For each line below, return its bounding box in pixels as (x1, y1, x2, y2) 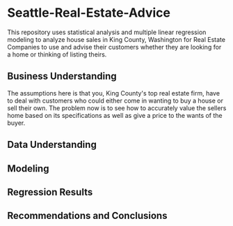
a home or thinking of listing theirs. (7, 50, 107, 59)
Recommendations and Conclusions (7, 210, 168, 222)
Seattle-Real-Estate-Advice (7, 5, 171, 21)
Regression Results (7, 186, 93, 198)
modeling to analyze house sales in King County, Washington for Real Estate (7, 35, 226, 43)
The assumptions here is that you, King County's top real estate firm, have (7, 89, 220, 97)
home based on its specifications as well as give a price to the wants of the (7, 111, 223, 119)
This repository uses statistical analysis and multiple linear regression (7, 28, 207, 36)
